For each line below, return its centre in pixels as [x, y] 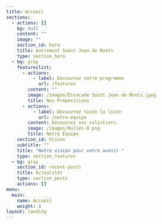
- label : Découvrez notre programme [78, 78]
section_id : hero [39, 45]
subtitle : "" [33, 145]
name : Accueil [34, 201]
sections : [19, 17]
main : [19, 195]
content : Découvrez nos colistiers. [73, 123]
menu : [13, 189]
